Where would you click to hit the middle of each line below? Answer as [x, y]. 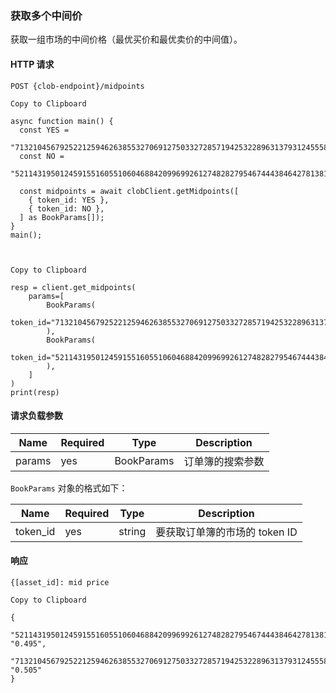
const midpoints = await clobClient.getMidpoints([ [129, 191]
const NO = [42, 156]
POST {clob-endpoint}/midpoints [77, 86]
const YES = [44, 130]
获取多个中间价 [46, 15]
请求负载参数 [36, 416]
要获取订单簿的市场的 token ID [226, 532]
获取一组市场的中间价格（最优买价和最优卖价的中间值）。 [126, 39]
